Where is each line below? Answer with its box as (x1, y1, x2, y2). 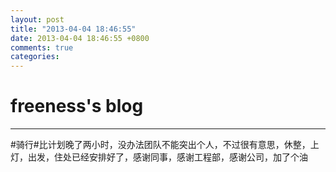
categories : (10, 52, 60, 62)
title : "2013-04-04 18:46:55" (10, 24, 137, 34)
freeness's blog (10, 95, 144, 118)
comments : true (10, 42, 74, 53)
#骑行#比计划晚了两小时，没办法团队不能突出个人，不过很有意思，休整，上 (10, 139, 320, 151)
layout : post (10, 14, 65, 25)
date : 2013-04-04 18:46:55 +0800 (10, 33, 150, 43)
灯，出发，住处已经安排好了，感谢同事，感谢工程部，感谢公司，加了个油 (10, 151, 308, 163)
